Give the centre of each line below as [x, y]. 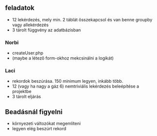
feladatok [20, 8]
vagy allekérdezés [30, 25]
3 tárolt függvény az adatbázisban [46, 30]
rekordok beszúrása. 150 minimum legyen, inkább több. [68, 81]
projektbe [22, 91]
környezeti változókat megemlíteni [46, 123]
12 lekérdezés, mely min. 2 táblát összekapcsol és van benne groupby [82, 19]
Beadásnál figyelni [34, 112]
